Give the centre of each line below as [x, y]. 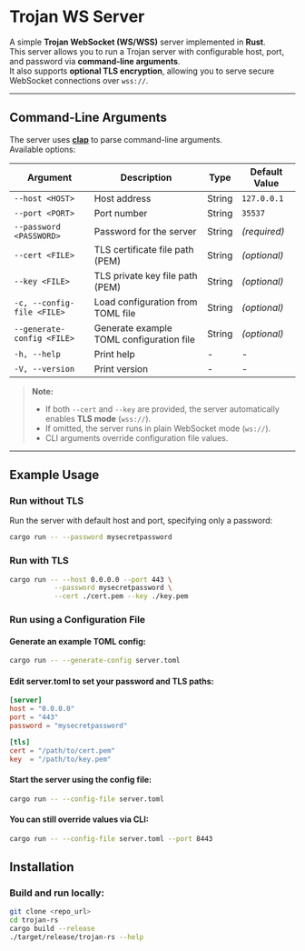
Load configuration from [146, 302]
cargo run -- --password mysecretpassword [91, 537]
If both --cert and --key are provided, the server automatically [162, 409]
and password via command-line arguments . [95, 61]
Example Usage [54, 475]
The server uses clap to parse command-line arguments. [116, 139]
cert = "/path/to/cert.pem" [63, 751]
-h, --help [37, 354]
